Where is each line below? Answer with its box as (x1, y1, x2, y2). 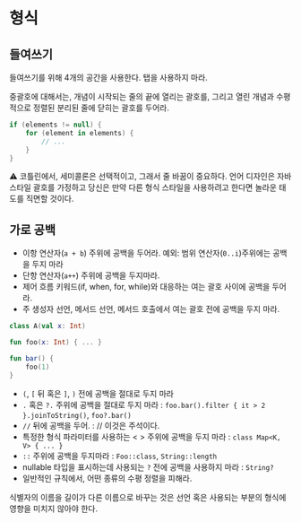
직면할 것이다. (25, 194, 74, 204)
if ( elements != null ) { (9, 120, 102, 129)
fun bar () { (9, 353, 54, 363)
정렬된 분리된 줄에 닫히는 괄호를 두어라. (32, 102, 170, 113)
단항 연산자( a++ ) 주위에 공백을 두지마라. (21, 270, 160, 281)
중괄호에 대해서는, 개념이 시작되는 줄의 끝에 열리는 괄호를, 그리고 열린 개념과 (9, 91, 275, 101)
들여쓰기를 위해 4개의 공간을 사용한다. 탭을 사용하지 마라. (9, 73, 208, 83)
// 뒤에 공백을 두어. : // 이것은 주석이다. (21, 420, 160, 431)
